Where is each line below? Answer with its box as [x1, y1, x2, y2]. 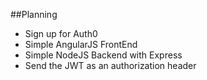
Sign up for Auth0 [24, 28, 98, 39]
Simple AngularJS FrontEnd [24, 39, 138, 50]
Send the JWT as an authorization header [24, 60, 197, 71]
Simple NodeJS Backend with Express [24, 49, 183, 61]
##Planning [10, 9, 58, 20]
